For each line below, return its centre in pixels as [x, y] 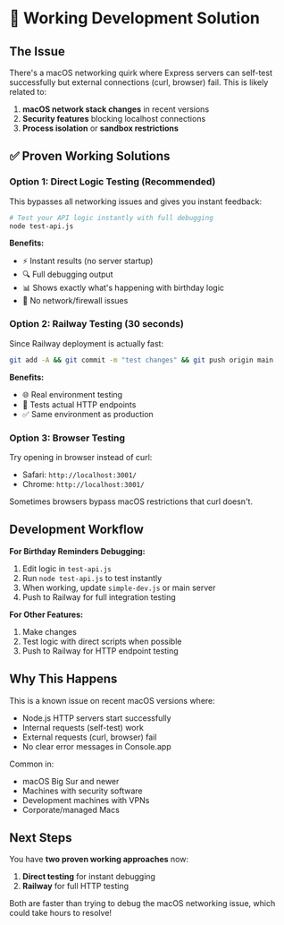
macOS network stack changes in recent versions [116, 109]
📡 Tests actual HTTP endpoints [79, 404]
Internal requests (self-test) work [83, 727]
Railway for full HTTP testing [75, 886]
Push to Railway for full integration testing [99, 597]
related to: [28, 92]
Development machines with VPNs [86, 800]
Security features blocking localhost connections [114, 119]
